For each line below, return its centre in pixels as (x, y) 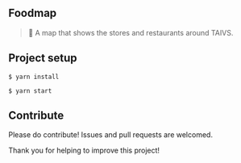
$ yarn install (34, 77)
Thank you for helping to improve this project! (84, 150)
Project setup (43, 59)
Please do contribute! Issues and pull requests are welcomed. (111, 135)
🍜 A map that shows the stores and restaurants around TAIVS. (131, 32)
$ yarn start (30, 91)
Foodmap (33, 13)
